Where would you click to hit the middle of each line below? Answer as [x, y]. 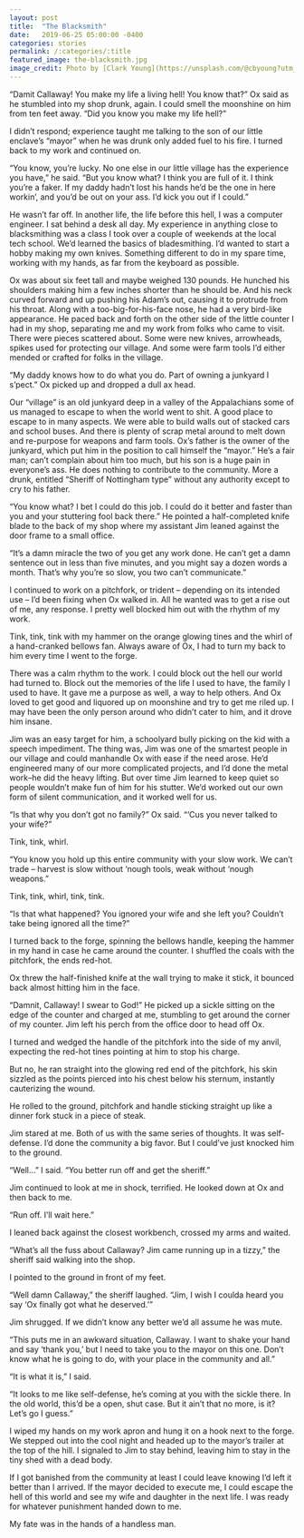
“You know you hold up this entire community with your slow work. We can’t [151, 859]
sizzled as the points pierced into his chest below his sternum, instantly [142, 1078]
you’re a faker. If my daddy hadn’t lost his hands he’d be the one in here [142, 187]
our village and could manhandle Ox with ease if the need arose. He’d [139, 758]
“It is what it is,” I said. [51, 1376]
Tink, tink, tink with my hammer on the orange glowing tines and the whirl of [151, 636]
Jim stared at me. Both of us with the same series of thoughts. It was [138, 1133]
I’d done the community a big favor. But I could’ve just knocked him [169, 1142]
